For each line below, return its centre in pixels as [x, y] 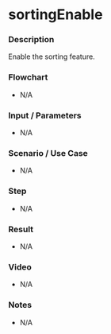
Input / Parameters [45, 115]
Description [31, 40]
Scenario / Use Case [48, 153]
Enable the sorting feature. [52, 56]
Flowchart [28, 77]
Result [21, 229]
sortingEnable [55, 15]
